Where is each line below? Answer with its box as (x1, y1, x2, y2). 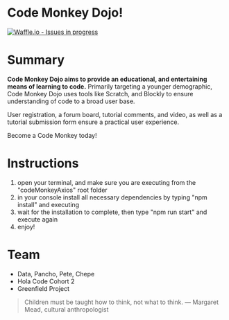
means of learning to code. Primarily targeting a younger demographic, (7, 82, 213, 91)
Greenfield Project (17, 284, 70, 292)
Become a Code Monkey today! (7, 131, 97, 139)
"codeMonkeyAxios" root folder (17, 186, 108, 194)
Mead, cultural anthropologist (24, 305, 109, 313)
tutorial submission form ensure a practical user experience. (7, 118, 179, 126)
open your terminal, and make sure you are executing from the (17, 178, 196, 186)
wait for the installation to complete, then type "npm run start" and (17, 208, 207, 216)
